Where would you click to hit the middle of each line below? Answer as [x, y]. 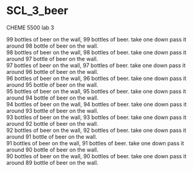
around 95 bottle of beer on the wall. [53, 85]
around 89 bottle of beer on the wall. [53, 162]
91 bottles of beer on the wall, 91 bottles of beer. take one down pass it [95, 143]
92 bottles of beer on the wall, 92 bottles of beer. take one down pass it [96, 130]
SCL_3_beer [37, 11]
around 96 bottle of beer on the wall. [53, 71]
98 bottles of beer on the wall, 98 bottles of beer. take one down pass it [96, 52]
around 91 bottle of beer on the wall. [52, 136]
